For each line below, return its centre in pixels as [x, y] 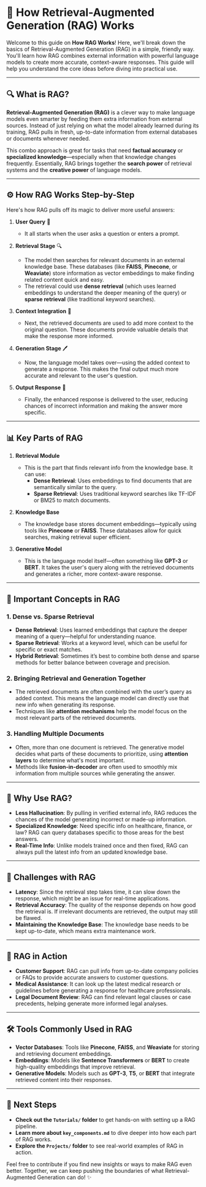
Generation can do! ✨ [64, 1177]
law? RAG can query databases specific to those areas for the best [100, 833]
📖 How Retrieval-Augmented [80, 13]
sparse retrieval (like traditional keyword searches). [90, 299]
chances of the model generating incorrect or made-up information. [101, 819]
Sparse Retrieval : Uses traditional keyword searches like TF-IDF [115, 494]
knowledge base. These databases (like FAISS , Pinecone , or [101, 266]
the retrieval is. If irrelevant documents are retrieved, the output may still [106, 911]
